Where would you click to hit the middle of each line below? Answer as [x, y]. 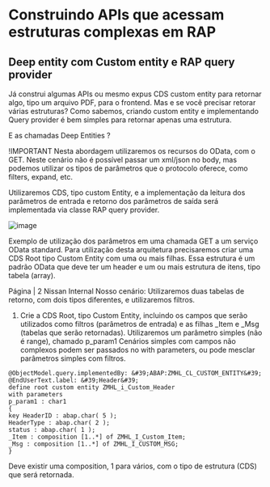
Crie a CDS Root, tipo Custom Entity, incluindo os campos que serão [134, 315]
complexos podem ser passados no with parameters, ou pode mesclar [137, 350]
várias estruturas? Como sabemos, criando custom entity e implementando [133, 111]
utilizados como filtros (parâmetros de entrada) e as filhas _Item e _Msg [140, 324]
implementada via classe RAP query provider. [84, 210]
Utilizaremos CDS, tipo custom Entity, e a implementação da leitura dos [127, 193]
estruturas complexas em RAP [112, 32]
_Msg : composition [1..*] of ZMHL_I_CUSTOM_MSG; [94, 444]
